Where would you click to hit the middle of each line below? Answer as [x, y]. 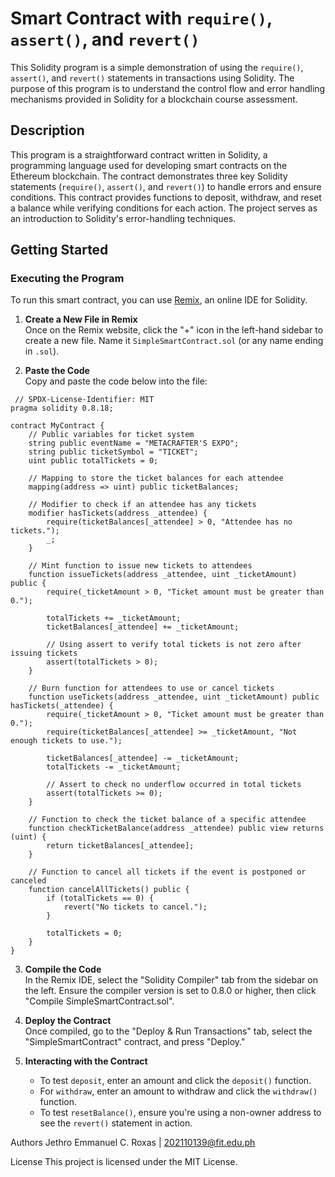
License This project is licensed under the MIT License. [124, 1162]
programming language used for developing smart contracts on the [149, 165]
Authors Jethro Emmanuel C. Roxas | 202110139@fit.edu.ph [133, 1143]
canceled [28, 881]
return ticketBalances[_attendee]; [120, 846]
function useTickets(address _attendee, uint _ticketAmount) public [174, 697]
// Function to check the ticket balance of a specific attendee [167, 820]
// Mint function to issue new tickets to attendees [140, 566]
